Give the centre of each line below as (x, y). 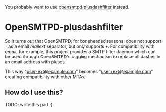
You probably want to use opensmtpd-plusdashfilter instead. (67, 7)
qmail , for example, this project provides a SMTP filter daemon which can (80, 51)
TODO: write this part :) (29, 104)
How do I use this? (34, 92)
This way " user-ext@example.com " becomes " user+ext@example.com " (79, 71)
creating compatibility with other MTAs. (45, 77)
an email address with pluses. (36, 62)
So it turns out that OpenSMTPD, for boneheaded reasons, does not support (83, 41)
